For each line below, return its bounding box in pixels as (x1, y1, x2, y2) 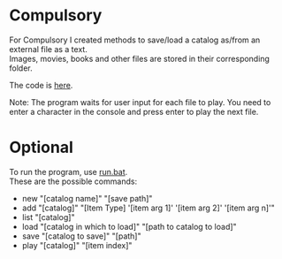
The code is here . (9, 80, 73, 90)
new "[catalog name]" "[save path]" (21, 193, 153, 203)
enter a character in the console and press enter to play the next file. (9, 106, 259, 117)
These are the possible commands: (9, 176, 138, 187)
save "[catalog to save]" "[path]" (21, 231, 141, 241)
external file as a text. (9, 43, 88, 54)
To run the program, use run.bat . (9, 166, 128, 177)
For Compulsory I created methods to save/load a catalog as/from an (9, 34, 261, 45)
